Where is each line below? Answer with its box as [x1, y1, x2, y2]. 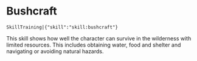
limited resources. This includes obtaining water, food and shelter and [6, 41, 181, 48]
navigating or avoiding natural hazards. [6, 47, 105, 55]
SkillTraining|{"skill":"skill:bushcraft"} [6, 24, 119, 30]
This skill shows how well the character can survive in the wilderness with [6, 34, 192, 42]
